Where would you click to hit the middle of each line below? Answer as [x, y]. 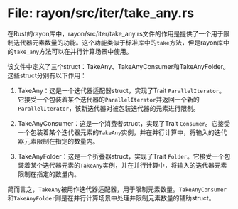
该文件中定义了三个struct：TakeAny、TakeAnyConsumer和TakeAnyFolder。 [118, 66]
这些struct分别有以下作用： [47, 75]
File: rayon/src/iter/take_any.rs [101, 13]
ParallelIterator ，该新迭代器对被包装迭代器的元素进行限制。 [109, 108]
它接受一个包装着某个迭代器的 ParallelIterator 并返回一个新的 [109, 99]
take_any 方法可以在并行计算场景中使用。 [73, 51]
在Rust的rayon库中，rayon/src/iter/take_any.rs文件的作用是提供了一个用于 [115, 33]
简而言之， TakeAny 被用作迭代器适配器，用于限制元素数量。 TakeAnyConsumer [117, 189]
